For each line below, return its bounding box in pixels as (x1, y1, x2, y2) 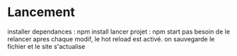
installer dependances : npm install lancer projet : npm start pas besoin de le (7, 27, 231, 36)
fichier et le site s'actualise (7, 42, 86, 50)
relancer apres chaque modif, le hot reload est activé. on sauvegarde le (7, 34, 215, 43)
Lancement (7, 4, 76, 20)
